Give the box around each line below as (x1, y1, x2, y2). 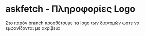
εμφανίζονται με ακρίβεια (5, 25, 60, 31)
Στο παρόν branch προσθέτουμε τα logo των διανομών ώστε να (5, 20, 140, 26)
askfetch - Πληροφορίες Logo (5, 3, 136, 15)
